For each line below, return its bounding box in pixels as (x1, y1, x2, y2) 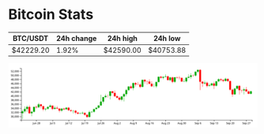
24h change (56, 34, 97, 43)
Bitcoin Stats (8, 6, 94, 24)
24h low (153, 34, 181, 43)
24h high (107, 34, 138, 43)
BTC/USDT (13, 34, 49, 43)
